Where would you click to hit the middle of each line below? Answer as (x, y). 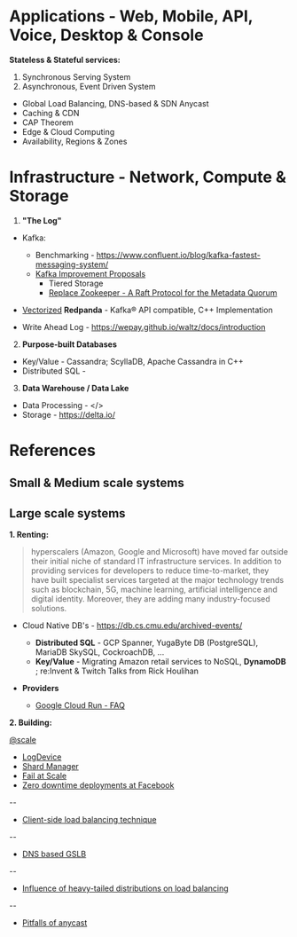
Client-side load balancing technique (89, 820)
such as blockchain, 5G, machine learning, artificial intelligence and (154, 590)
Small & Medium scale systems (97, 483)
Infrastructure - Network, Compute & (148, 177)
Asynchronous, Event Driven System (89, 86)
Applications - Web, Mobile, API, (131, 16)
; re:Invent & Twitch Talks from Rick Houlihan (117, 671)
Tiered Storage (76, 283)
